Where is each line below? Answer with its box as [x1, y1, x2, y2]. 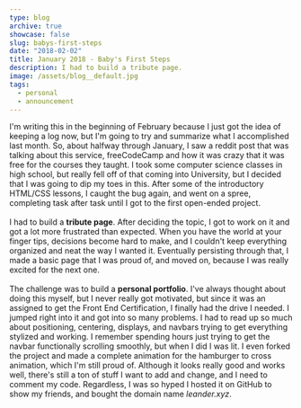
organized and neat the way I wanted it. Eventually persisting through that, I [9, 245, 289, 256]
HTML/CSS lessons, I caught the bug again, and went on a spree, [9, 188, 252, 199]
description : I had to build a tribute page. [9, 64, 182, 73]
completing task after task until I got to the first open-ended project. [9, 198, 261, 208]
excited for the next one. [9, 264, 101, 275]
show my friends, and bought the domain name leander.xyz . [9, 388, 232, 400]
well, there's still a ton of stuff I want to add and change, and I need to [9, 369, 268, 380]
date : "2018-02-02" [9, 47, 83, 56]
